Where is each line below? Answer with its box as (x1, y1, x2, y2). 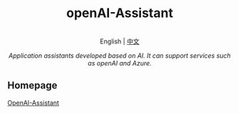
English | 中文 (99, 37, 140, 46)
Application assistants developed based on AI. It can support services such (8, 51, 232, 60)
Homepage (7, 80, 58, 92)
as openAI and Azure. (88, 58, 152, 67)
